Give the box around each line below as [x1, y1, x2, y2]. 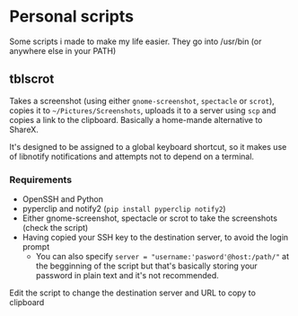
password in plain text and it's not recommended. [35, 270, 220, 281]
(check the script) [22, 223, 89, 233]
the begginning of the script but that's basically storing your [35, 260, 258, 271]
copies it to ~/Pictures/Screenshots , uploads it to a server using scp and [9, 105, 276, 116]
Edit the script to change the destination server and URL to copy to [9, 287, 256, 298]
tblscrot [9, 72, 55, 87]
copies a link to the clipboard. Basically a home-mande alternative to [9, 114, 263, 125]
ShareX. [9, 124, 39, 135]
